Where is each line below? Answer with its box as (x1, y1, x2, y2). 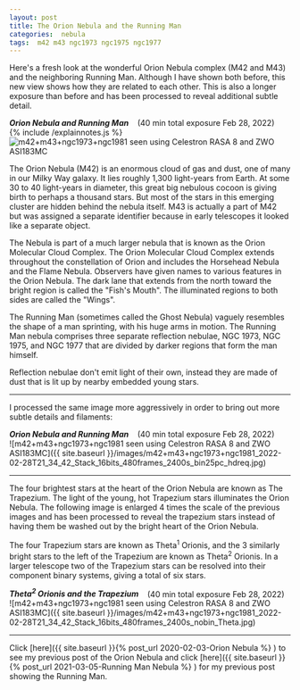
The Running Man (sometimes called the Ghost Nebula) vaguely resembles (9, 312, 285, 322)
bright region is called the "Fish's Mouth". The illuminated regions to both (9, 285, 279, 295)
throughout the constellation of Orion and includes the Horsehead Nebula (9, 256, 279, 268)
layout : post (9, 12, 58, 22)
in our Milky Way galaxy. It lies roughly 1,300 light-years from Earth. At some (9, 173, 290, 184)
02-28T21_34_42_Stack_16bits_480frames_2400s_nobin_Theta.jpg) (9, 617, 256, 628)
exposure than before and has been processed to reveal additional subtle (9, 91, 279, 102)
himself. (9, 350, 38, 361)
